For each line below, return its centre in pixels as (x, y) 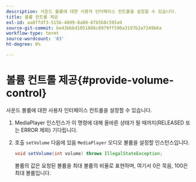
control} (26, 93)
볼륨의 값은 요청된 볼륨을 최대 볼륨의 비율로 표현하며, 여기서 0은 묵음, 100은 (101, 166)
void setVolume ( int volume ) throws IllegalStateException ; (89, 153)
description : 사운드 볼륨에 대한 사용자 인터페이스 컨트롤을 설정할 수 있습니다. (92, 11)
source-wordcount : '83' (35, 39)
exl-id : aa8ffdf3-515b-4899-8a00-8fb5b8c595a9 (64, 22)
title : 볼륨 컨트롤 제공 (32, 17)
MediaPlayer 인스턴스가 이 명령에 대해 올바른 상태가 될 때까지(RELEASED (99, 122)
